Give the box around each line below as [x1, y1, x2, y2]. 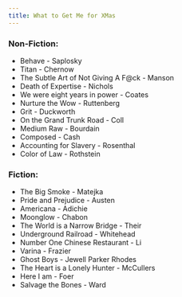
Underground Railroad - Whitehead [19, 229, 136, 239]
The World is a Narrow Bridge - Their [19, 221, 142, 231]
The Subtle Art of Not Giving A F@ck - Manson [19, 72, 174, 82]
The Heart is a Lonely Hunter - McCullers [19, 264, 156, 273]
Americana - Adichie [19, 204, 88, 213]
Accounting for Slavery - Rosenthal [19, 140, 136, 150]
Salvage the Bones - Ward [19, 280, 106, 290]
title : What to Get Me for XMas [8, 11, 116, 20]
